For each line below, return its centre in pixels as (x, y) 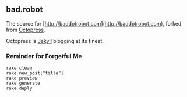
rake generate (23, 84)
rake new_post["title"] (35, 73)
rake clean (19, 68)
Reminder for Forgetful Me (44, 56)
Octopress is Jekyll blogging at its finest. (55, 41)
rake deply (19, 89)
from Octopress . (26, 30)
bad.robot (24, 10)
